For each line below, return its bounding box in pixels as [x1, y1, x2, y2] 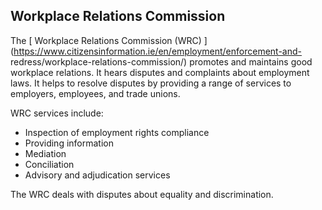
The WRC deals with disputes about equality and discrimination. [10, 188, 274, 200]
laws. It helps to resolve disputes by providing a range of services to [10, 77, 292, 89]
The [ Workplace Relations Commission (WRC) [10, 34, 202, 46]
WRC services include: [10, 107, 104, 119]
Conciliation [24, 158, 75, 170]
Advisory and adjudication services [24, 169, 171, 181]
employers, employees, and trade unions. [10, 87, 181, 99]
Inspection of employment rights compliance [24, 126, 210, 138]
